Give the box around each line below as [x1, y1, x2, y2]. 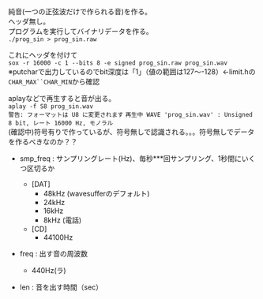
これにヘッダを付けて [8, 50, 77, 59]
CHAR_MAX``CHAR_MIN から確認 [8, 77, 100, 86]
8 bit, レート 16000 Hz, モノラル [8, 119, 114, 127]
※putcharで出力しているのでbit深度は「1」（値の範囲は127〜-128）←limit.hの [8, 67, 256, 77]
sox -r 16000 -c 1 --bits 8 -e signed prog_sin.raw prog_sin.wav [8, 59, 227, 67]
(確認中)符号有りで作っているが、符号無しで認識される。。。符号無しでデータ [8, 127, 255, 136]
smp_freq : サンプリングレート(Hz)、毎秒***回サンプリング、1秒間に [19, 154, 242, 163]
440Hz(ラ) [31, 266, 66, 275]
